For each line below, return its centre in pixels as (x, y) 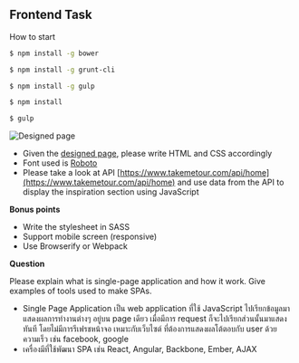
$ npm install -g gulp (52, 86)
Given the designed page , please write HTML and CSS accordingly (147, 154)
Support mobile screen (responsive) (90, 237)
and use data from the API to (231, 182)
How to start (33, 36)
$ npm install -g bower (54, 53)
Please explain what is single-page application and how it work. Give (137, 282)
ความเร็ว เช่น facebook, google (76, 339)
